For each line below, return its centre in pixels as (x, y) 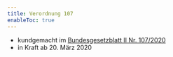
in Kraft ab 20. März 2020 (55, 47)
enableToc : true (31, 20)
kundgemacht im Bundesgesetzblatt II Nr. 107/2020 (91, 40)
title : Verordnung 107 (40, 14)
